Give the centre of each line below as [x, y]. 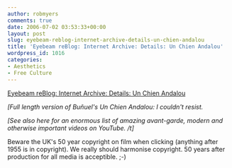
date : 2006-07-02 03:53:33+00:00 [57, 27]
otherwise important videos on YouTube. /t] [71, 128]
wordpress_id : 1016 [36, 54]
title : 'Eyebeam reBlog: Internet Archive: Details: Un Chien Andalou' [115, 47]
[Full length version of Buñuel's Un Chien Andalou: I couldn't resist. [105, 107]
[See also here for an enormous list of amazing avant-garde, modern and [115, 120]
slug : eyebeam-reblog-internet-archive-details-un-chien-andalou [106, 40]
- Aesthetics [27, 66]
